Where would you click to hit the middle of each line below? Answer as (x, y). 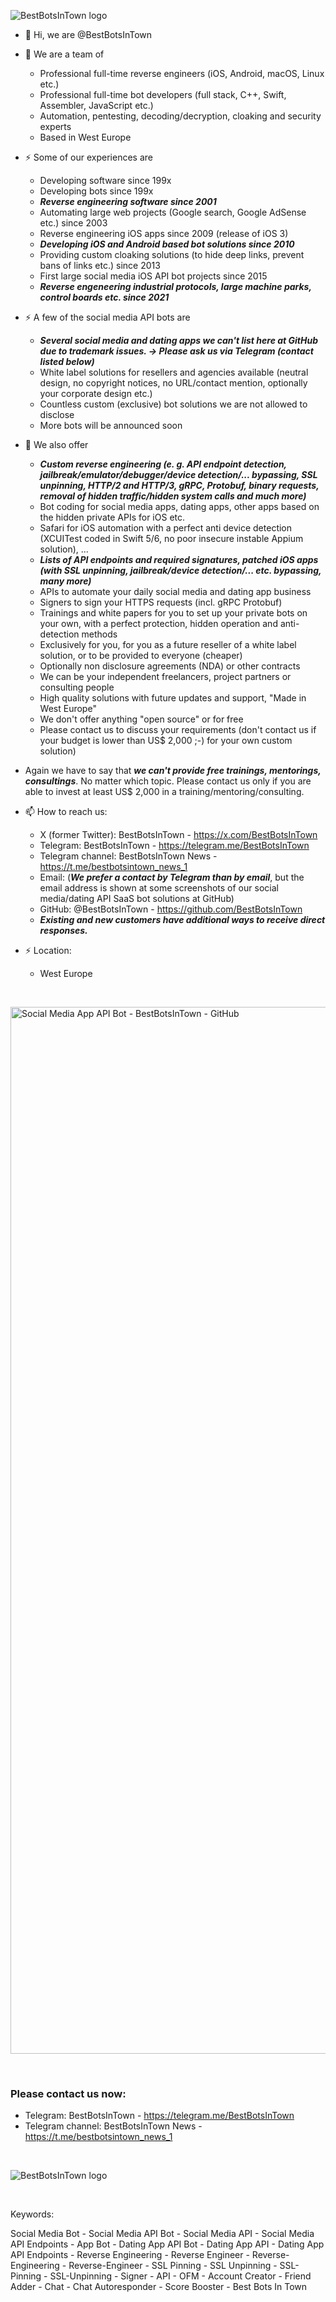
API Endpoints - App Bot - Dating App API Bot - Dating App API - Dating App (167, 2244)
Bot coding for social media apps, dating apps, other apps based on (179, 506)
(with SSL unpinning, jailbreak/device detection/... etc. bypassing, (180, 570)
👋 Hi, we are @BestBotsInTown (88, 34)
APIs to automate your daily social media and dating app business (175, 591)
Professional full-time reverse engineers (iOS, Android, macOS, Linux (182, 73)
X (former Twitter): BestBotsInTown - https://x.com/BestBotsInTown (178, 834)
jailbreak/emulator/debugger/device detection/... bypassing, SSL (178, 474)
